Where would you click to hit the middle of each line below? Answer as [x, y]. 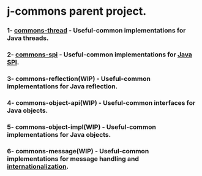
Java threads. [28, 38]
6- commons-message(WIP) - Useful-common [78, 151]
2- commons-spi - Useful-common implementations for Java [99, 55]
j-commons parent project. [77, 11]
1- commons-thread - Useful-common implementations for [96, 31]
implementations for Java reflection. [62, 86]
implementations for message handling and [73, 159]
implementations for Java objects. [59, 134]
